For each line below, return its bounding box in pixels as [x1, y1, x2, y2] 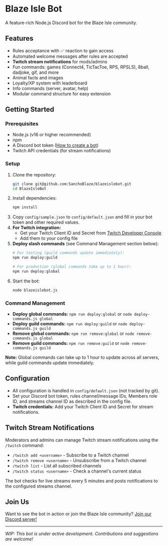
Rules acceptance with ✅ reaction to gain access [12, 47, 114, 53]
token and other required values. [12, 219, 80, 225]
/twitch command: [5, 442, 44, 448]
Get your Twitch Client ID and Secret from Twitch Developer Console [19, 230, 161, 236]
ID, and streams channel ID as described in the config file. [12, 398, 132, 404]
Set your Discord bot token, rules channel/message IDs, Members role [12, 393, 157, 399]
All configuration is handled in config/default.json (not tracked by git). [12, 388, 160, 394]
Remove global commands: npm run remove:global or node [12, 330, 134, 337]
